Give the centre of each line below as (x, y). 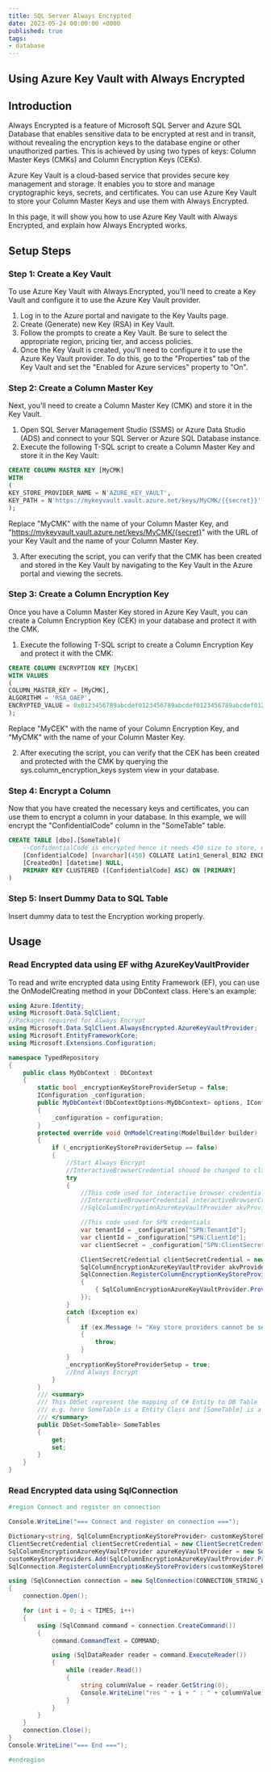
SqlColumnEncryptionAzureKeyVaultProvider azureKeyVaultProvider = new (131, 1552)
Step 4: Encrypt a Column (60, 791)
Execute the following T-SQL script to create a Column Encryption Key (137, 645)
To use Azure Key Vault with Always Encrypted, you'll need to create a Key (132, 292)
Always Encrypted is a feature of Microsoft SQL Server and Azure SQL (125, 125)
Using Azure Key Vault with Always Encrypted (127, 79)
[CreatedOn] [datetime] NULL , (74, 863)
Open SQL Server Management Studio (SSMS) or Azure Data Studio (133, 430)
